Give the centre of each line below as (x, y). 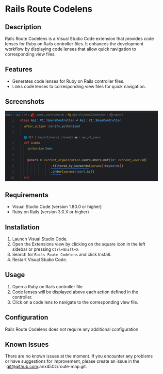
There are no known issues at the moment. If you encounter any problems (79, 356)
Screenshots (25, 102)
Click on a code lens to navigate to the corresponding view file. (75, 302)
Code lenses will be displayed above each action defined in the (75, 292)
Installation (22, 227)
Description (23, 27)
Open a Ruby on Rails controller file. (48, 286)
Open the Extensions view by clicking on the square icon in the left (79, 244)
